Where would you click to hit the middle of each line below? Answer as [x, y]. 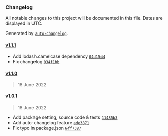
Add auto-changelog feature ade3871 [51, 122]
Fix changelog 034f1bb [36, 61]
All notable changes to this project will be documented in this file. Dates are [84, 18]
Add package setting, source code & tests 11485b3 [65, 117]
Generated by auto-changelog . [37, 33]
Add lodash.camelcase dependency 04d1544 [59, 56]
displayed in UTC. [24, 23]
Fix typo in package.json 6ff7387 [47, 128]
